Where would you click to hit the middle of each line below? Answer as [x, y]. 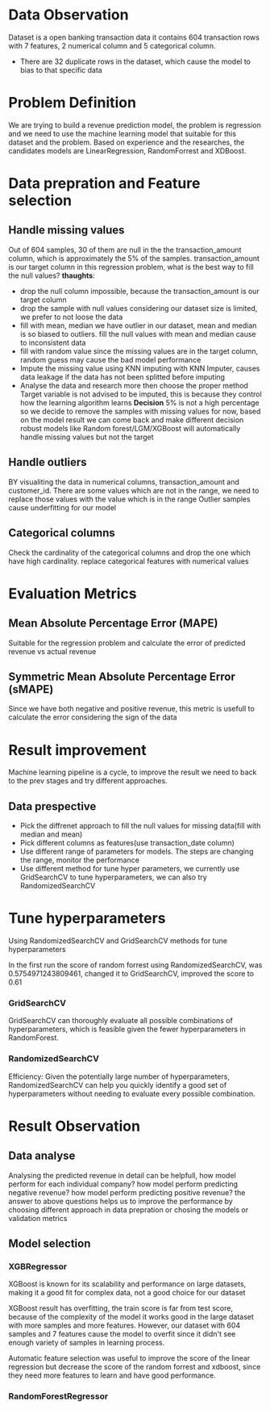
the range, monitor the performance [79, 860]
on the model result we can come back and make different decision [132, 420]
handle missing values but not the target [87, 437]
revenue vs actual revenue [52, 651]
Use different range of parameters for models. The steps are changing [137, 852]
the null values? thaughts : [52, 275]
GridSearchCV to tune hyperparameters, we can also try [113, 877]
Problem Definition [73, 103]
